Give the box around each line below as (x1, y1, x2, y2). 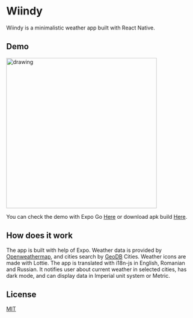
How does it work (6, 230, 73, 241)
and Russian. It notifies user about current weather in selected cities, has (6, 266, 187, 273)
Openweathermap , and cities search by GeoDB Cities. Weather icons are (6, 252, 186, 260)
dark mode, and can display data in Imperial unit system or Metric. (6, 272, 170, 279)
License (6, 289, 37, 299)
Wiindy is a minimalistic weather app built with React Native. (6, 24, 155, 31)
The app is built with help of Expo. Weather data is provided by (6, 246, 162, 254)
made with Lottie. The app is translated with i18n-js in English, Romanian (6, 259, 185, 266)
